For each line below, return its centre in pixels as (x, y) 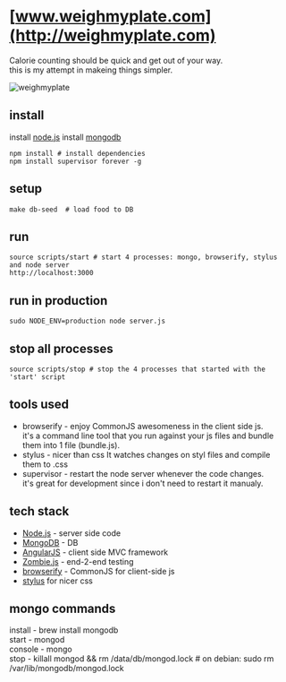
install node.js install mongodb (65, 137)
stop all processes (61, 348)
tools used (39, 405)
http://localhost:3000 (51, 273)
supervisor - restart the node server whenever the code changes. (143, 473)
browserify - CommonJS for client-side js (99, 571)
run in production (59, 301)
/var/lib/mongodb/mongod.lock (67, 669)
